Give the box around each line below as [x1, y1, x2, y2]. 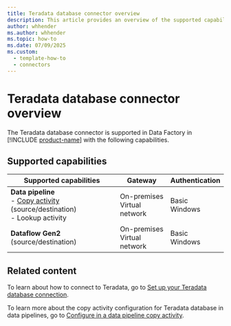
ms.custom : [7, 49, 38, 56]
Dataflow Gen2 [10, 228, 61, 238]
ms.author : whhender [7, 29, 67, 36]
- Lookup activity [10, 213, 67, 223]
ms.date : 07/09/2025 [7, 42, 67, 49]
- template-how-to [13, 55, 67, 62]
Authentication [170, 176, 221, 186]
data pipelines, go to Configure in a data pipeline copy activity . [7, 311, 184, 320]
